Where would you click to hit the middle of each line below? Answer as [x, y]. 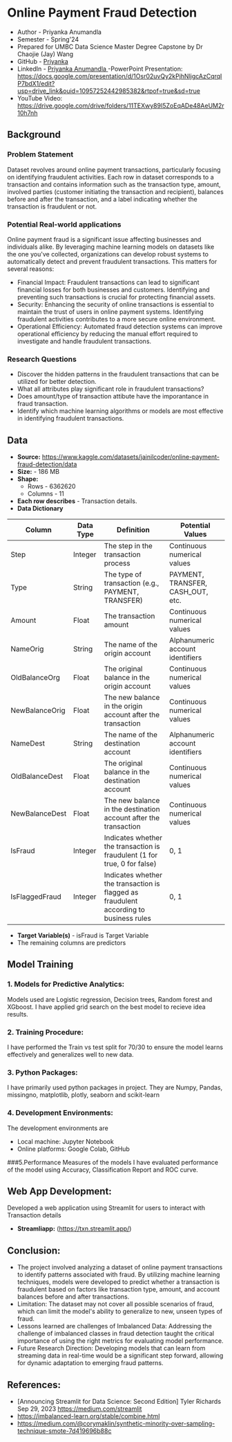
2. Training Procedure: [46, 1032]
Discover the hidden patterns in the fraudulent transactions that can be [118, 374]
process [117, 563]
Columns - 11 [46, 494]
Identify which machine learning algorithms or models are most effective [120, 411]
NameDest [28, 744]
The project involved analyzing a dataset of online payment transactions [120, 1267]
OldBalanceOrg [35, 678]
